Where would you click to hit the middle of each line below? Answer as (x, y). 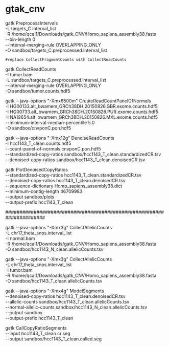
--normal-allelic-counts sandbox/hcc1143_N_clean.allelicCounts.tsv (76, 307)
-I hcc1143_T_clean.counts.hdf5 (38, 143)
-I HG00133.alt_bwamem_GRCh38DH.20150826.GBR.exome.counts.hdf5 (82, 106)
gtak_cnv (25, 9)
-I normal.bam (20, 238)
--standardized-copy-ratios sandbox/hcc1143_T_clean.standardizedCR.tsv (83, 154)
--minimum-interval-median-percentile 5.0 (50, 122)
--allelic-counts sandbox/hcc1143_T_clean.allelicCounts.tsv (67, 301)
